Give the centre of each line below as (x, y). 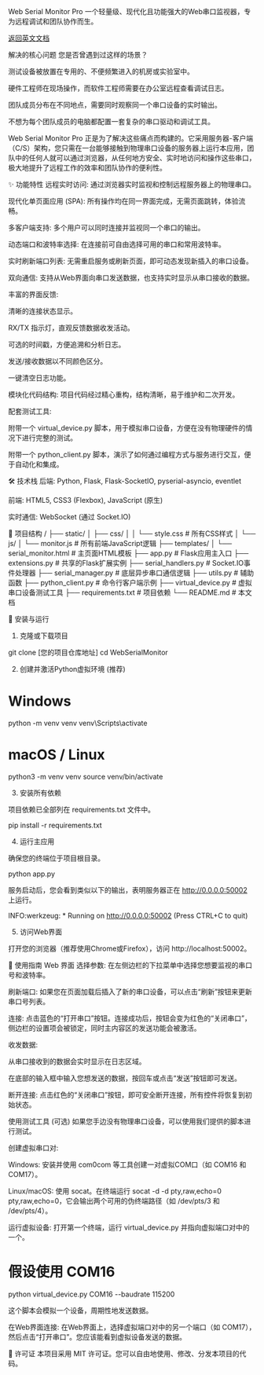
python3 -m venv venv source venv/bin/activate (86, 776)
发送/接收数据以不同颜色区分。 (58, 361)
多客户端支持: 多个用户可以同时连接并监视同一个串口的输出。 (106, 227)
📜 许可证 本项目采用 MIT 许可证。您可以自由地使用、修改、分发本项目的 (124, 1353)
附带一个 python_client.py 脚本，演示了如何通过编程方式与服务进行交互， (126, 455)
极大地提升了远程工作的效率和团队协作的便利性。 (87, 168)
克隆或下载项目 (44, 636)
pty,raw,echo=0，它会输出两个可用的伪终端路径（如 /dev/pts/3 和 (114, 1201)
